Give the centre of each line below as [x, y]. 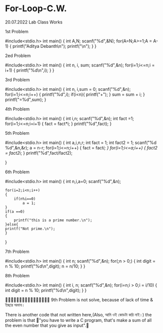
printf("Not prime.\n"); [30, 229]
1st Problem [17, 31]
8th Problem [18, 275]
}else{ [12, 224]
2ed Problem [18, 55]
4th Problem [18, 109]
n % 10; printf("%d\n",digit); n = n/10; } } [45, 266]
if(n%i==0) [25, 199]
